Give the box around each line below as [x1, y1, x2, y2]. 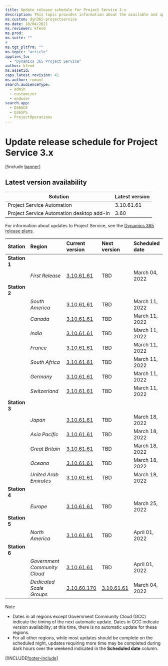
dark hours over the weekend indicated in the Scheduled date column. [12, 645, 158, 651]
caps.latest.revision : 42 [5, 73, 59, 78]
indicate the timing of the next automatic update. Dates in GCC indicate [12, 618, 159, 625]
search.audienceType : [5, 82, 50, 87]
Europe [30, 503, 47, 510]
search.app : [5, 101, 30, 106]
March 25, [133, 500, 158, 507]
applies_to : [5, 54, 30, 59]
